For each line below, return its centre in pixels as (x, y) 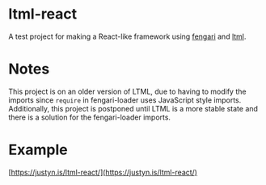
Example (38, 150)
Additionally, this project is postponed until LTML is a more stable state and (133, 108)
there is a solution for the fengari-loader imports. (90, 117)
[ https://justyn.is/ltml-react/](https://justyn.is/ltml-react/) (103, 172)
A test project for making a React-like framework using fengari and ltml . (127, 36)
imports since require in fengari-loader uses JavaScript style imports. (125, 100)
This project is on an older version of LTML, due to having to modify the (127, 91)
